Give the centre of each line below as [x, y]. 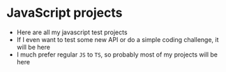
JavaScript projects [65, 13]
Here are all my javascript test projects [72, 32]
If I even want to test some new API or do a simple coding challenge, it [118, 39]
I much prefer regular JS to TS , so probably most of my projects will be [117, 55]
